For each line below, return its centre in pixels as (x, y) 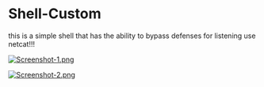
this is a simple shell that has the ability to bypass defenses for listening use (132, 36)
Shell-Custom (55, 14)
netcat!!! (22, 43)
